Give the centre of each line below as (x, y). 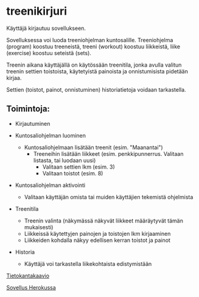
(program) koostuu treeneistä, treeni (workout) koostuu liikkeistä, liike (93, 46)
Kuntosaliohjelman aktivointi (50, 185)
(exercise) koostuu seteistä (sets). (49, 53)
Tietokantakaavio (28, 276)
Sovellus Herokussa (31, 287)
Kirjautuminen (33, 123)
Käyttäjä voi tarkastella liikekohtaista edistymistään (88, 263)
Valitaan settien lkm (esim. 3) (79, 167)
